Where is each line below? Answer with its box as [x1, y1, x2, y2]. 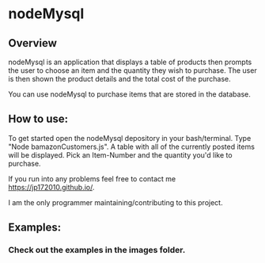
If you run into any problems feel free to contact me [8, 173, 176, 183]
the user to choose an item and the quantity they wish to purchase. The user [8, 66, 257, 75]
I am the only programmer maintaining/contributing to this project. [8, 197, 223, 207]
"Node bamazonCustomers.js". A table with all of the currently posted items [8, 142, 256, 151]
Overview [8, 36, 58, 50]
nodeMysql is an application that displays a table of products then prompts [8, 57, 252, 67]
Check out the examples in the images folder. [8, 245, 186, 256]
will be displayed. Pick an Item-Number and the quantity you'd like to [8, 150, 233, 159]
